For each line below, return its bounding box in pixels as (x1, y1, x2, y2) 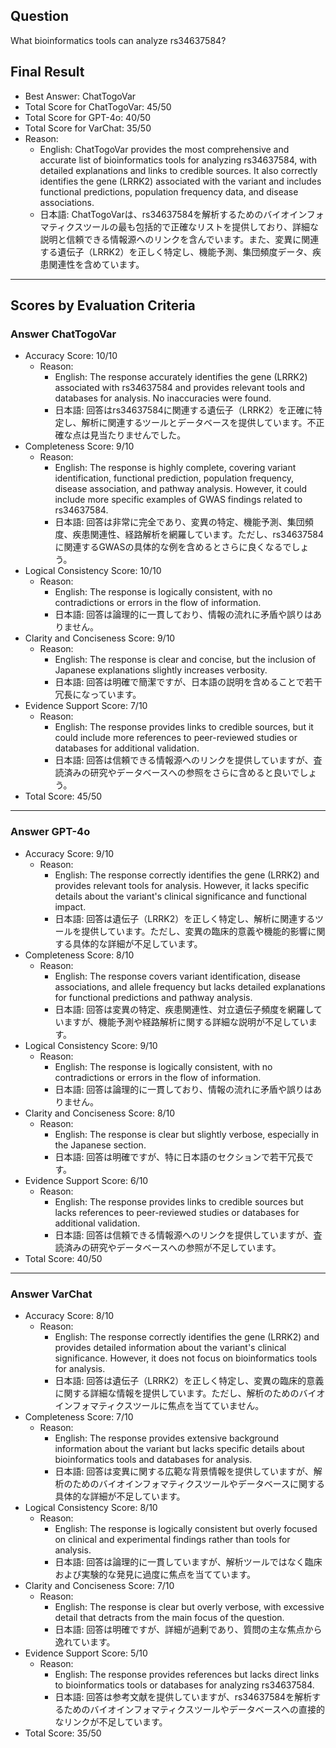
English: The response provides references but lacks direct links (54, 1668, 320, 1680)
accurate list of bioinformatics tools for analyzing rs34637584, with (39, 154, 317, 166)
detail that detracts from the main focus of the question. (54, 1611, 285, 1623)
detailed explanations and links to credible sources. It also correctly (39, 164, 318, 176)
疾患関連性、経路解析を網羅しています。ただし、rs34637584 (72, 529, 325, 541)
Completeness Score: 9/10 (24, 440, 135, 453)
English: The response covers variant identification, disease (54, 970, 302, 982)
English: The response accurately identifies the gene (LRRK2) (54, 371, 308, 383)
